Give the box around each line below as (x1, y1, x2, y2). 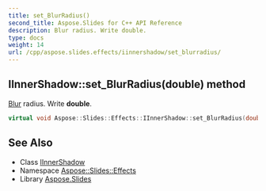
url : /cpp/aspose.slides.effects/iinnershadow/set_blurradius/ (8, 48, 222, 56)
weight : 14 (8, 41, 44, 49)
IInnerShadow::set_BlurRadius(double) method (8, 78, 246, 91)
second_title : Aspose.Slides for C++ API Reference (8, 19, 182, 27)
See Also (8, 136, 53, 150)
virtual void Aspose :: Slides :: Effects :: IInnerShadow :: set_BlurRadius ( (8, 114, 246, 122)
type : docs (8, 33, 44, 42)
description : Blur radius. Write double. (8, 26, 147, 34)
